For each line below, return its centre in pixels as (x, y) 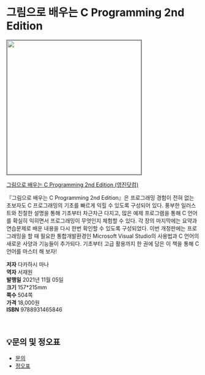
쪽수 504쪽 (20, 295)
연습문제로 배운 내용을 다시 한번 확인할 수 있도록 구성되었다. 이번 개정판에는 (96, 228)
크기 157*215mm (27, 287)
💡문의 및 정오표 (33, 342)
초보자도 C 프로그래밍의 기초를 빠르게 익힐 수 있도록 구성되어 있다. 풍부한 (93, 205)
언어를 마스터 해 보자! (32, 251)
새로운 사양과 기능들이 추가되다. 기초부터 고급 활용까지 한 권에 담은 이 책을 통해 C (103, 243)
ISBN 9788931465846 (34, 309)
